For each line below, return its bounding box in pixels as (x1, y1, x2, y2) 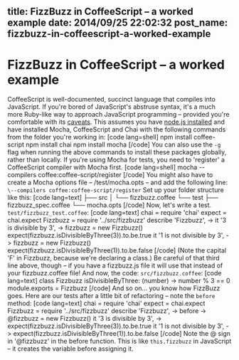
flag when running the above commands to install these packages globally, (7, 148, 227, 157)
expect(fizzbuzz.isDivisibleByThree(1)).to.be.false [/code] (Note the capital (7, 246, 226, 255)
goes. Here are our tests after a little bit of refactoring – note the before (7, 292, 216, 300)
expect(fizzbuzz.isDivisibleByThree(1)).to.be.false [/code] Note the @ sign (13, 329, 231, 338)
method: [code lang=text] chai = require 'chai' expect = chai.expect (7, 299, 206, 308)
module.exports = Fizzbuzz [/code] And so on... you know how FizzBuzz (7, 284, 221, 292)
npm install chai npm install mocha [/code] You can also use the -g (26, 140, 221, 149)
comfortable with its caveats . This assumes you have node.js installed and (7, 117, 225, 127)
